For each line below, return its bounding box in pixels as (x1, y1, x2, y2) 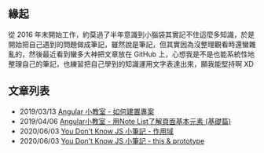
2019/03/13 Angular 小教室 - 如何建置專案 (19, 107, 155, 116)
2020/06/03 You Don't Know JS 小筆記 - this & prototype (19, 136, 205, 145)
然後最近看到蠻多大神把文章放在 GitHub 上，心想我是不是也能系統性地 (28, 49, 255, 59)
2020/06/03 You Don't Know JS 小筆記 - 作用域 (19, 126, 174, 136)
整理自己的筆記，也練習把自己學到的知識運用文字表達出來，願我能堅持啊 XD (8, 59, 254, 68)
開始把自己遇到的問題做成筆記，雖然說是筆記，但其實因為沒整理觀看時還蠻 (8, 39, 249, 49)
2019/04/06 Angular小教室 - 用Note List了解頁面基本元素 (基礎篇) (19, 116, 232, 126)
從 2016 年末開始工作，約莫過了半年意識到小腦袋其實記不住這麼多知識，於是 (8, 30, 255, 39)
